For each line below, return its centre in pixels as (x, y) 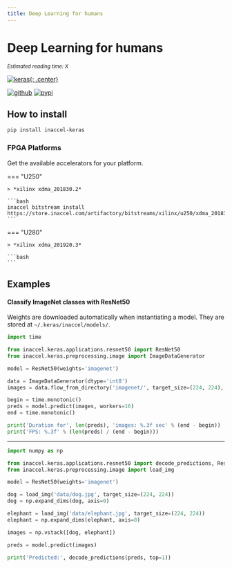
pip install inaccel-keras (46, 130)
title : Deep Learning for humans (55, 13)
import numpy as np (35, 450)
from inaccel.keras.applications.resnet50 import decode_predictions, (111, 463)
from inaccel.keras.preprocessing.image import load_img (91, 470)
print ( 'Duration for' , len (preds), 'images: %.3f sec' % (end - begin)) (114, 425)
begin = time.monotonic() (44, 400)
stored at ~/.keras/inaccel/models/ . (59, 324)
